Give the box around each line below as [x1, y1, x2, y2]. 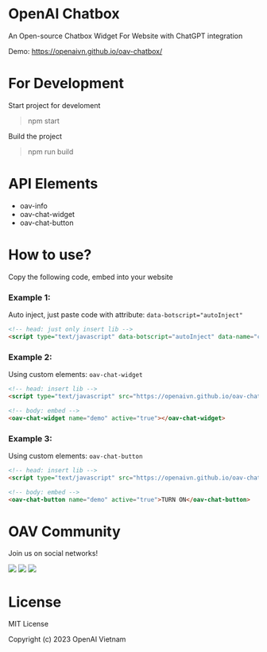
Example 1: [8, 292, 51, 303]
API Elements [8, 175, 99, 193]
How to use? [8, 246, 92, 263]
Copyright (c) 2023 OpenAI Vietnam [8, 635, 126, 644]
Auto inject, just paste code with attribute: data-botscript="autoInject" [8, 310, 243, 320]
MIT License [8, 619, 49, 629]
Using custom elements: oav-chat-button [8, 451, 143, 460]
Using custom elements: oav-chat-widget [8, 370, 143, 379]
